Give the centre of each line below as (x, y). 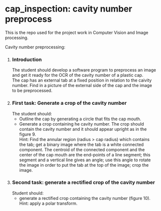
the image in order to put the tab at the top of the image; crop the (84, 165)
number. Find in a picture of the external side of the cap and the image (82, 85)
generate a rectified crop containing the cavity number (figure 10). (85, 198)
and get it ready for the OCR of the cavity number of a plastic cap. (78, 75)
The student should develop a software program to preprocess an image (84, 70)
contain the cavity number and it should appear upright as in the (83, 129)
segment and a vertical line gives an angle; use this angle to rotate (85, 160)
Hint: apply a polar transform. (48, 203)
